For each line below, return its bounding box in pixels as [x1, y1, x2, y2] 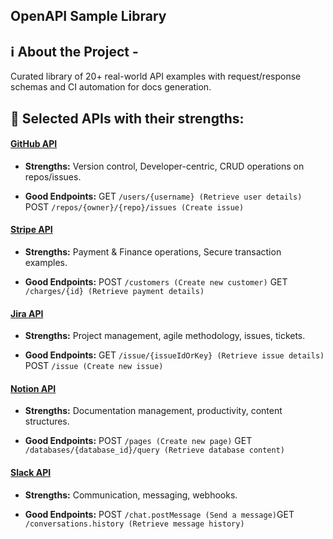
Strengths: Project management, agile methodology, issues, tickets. [24, 330, 306, 342]
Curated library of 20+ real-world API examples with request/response [10, 70, 302, 83]
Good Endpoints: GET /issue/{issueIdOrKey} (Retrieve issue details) [24, 349, 325, 361]
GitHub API [10, 138, 58, 150]
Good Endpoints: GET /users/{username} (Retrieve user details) [24, 190, 303, 202]
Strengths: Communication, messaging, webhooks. [24, 489, 238, 501]
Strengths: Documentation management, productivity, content [24, 405, 283, 417]
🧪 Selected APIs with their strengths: [10, 110, 245, 127]
